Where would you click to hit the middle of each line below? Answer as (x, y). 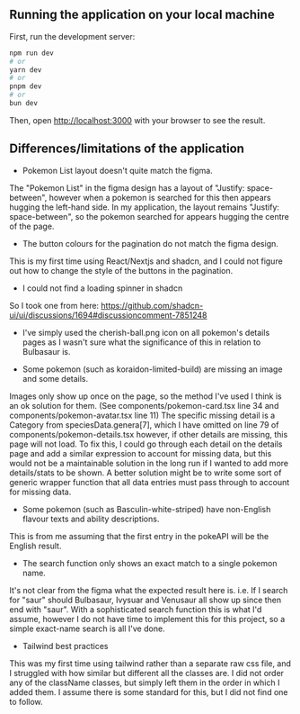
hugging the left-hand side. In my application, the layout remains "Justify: (145, 207)
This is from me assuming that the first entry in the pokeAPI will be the (139, 536)
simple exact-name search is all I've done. (87, 628)
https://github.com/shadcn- (152, 305)
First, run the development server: (72, 36)
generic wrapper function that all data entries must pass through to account (150, 482)
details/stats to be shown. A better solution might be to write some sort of (146, 473)
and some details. (55, 378)
